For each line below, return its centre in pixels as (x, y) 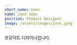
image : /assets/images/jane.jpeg (38, 23)
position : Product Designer (33, 19)
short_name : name (22, 10)
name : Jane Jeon (21, 14)
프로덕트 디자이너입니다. (28, 38)
